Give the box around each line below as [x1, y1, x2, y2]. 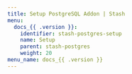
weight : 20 [20, 50, 53, 57]
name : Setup [20, 37, 55, 44]
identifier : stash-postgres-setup [20, 30, 122, 37]
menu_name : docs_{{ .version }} [7, 56, 103, 63]
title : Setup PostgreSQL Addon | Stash [7, 10, 126, 18]
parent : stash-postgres [20, 43, 91, 50]
